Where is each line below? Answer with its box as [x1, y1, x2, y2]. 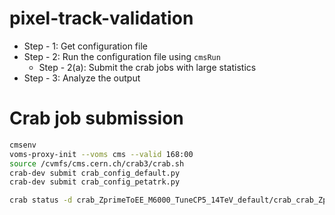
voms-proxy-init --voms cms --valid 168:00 [9, 149, 194, 159]
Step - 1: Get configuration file [23, 40, 148, 52]
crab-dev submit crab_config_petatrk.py [9, 177, 181, 187]
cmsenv [9, 140, 37, 150]
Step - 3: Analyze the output [23, 72, 141, 84]
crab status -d [9, 195, 73, 206]
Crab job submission [9, 107, 184, 130]
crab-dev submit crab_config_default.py [9, 168, 181, 178]
